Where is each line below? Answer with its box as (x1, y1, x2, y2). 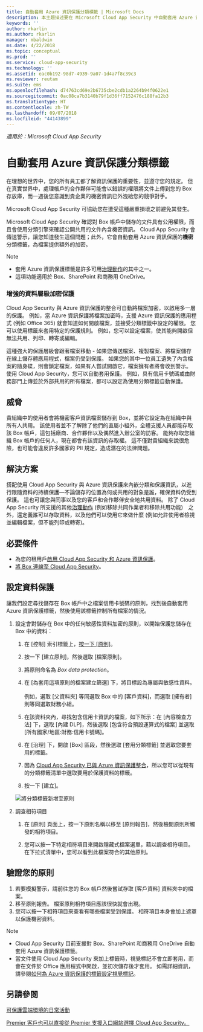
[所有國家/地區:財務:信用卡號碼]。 (24, 728, 108, 735)
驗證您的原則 (6, 868, 54, 878)
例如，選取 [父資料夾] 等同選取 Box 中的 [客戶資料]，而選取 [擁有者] (24, 692, 192, 700)
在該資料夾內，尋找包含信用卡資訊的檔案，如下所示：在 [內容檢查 (24, 713, 187, 720)
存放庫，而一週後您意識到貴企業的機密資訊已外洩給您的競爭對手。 (6, 193, 170, 200)
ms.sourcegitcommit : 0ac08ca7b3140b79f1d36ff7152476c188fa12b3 (6, 93, 169, 99)
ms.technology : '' (6, 65, 53, 71)
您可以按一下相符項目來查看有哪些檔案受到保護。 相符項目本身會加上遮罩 (14, 908, 197, 915)
